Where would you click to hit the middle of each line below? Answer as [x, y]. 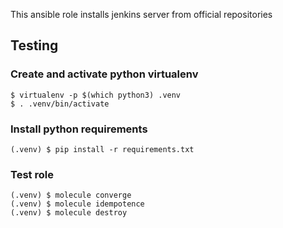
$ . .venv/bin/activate [60, 104]
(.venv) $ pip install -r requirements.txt [102, 149]
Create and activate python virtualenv [104, 74]
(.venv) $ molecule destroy [69, 213]
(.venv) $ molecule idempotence [77, 204]
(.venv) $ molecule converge [71, 195]
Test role [32, 174]
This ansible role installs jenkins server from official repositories [141, 14]
